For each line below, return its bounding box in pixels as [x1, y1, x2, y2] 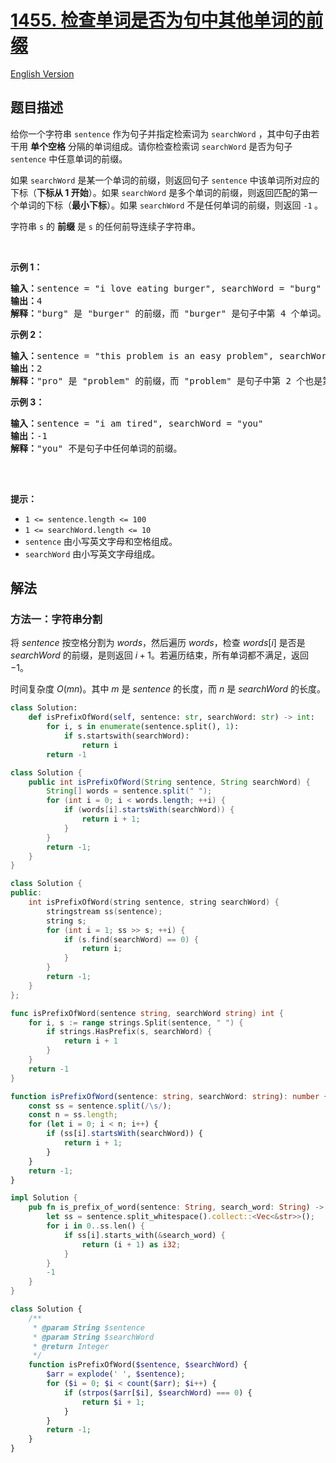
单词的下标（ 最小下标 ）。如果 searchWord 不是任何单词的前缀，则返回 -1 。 [18, 199, 324, 211]
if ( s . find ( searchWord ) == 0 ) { [63, 934, 199, 945]
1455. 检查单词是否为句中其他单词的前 [10, 9, 324, 32]
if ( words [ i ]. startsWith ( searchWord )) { [63, 805, 235, 815]
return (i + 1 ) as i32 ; [81, 1239, 182, 1250]
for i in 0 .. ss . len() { [46, 1221, 145, 1231]
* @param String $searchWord [32, 1332, 155, 1342]
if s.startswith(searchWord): [63, 731, 190, 741]
